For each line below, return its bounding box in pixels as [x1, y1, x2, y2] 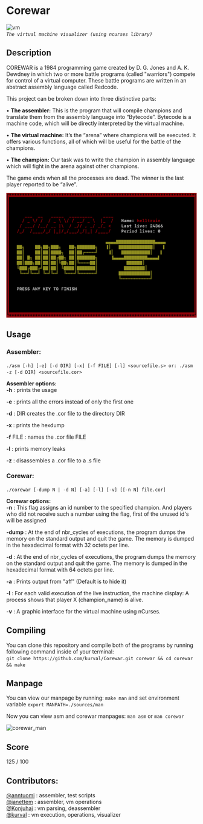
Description [6, 48, 51, 58]
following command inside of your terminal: [6, 647, 114, 655]
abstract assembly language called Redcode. [6, 83, 119, 90]
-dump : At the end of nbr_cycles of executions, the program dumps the [6, 529, 185, 536]
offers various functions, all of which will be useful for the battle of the [6, 138, 181, 145]
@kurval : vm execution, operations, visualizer [6, 811, 121, 819]
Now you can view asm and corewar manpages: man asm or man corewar [6, 712, 184, 720]
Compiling [6, 626, 47, 636]
